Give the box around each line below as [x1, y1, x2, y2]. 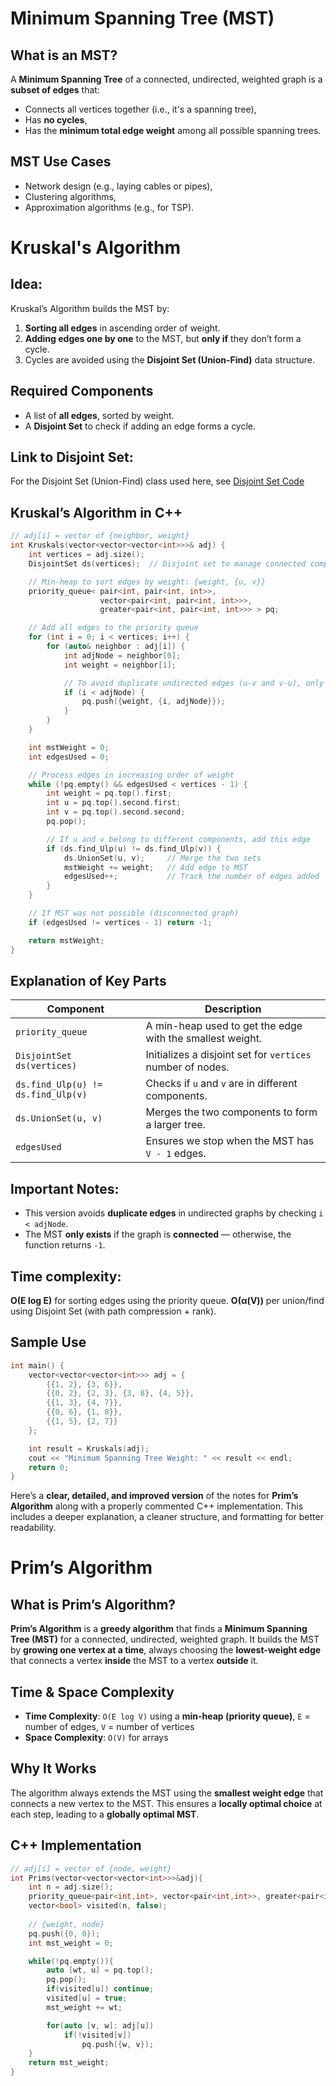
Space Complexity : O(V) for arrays [24, 1732, 169, 1744]
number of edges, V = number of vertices [24, 1721, 195, 1733]
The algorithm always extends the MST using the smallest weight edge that [10, 1787, 324, 1799]
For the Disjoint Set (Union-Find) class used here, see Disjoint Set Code [10, 475, 305, 487]
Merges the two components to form [145, 1105, 318, 1119]
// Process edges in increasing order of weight [28, 770, 235, 780]
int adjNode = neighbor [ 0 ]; [63, 650, 182, 661]
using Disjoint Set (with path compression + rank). [10, 1305, 217, 1317]
